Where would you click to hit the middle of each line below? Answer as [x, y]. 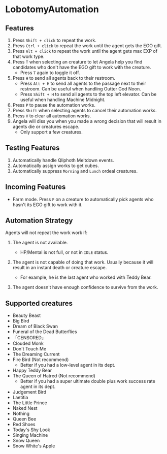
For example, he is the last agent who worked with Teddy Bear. [86, 277]
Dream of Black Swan [35, 327]
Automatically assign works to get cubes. [56, 166]
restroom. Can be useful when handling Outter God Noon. [80, 89]
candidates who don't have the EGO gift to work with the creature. [82, 67]
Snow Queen [26, 441]
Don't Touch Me [29, 349]
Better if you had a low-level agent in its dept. [68, 365]
